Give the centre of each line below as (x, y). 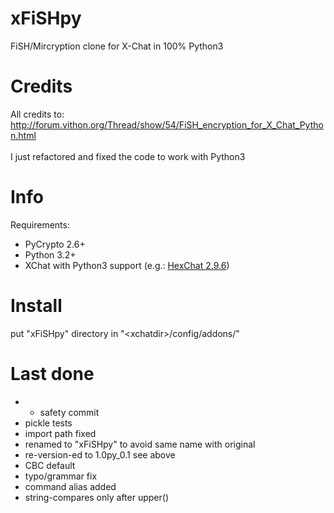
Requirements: (40, 224)
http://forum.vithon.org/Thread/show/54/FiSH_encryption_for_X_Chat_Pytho (167, 124)
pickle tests (48, 423)
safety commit (69, 412)
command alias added (70, 486)
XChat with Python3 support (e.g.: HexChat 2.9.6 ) (127, 265)
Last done (52, 373)
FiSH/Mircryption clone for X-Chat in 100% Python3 (117, 46)
